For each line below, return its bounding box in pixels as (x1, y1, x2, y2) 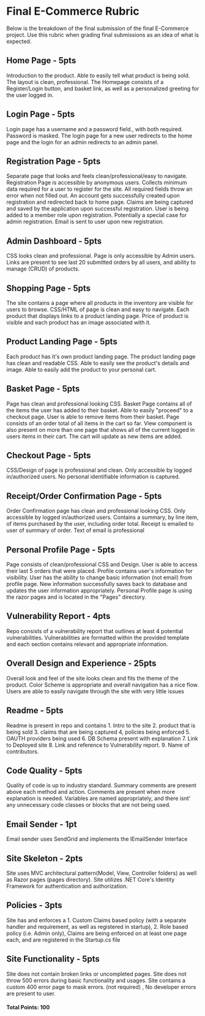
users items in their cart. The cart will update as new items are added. (6, 433, 182, 440)
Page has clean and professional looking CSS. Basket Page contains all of (6, 400, 192, 407)
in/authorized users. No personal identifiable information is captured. (6, 473, 181, 480)
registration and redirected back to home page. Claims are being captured (6, 198, 193, 206)
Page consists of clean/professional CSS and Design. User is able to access (6, 561, 198, 568)
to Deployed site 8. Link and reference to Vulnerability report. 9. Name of (6, 741, 190, 749)
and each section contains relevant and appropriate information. (6, 640, 168, 648)
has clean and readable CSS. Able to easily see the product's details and (6, 359, 190, 366)
